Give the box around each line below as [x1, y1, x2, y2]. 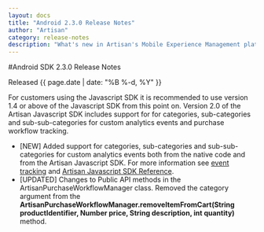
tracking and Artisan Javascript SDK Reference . [19, 167, 174, 176]
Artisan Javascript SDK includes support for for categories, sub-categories [8, 109, 251, 119]
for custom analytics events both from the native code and [56, 150, 246, 160]
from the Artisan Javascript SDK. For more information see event [19, 158, 229, 168]
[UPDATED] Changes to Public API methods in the [19, 175, 181, 185]
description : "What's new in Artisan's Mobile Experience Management [8, 41, 241, 49]
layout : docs [8, 11, 51, 20]
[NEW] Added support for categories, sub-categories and [19, 142, 207, 151]
